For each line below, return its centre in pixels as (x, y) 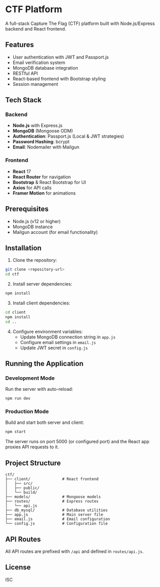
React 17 (22, 171)
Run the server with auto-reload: (39, 389)
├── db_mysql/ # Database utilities (57, 510)
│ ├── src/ (19, 484)
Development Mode (30, 378)
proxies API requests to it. (32, 447)
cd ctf (12, 274)
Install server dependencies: (42, 284)
